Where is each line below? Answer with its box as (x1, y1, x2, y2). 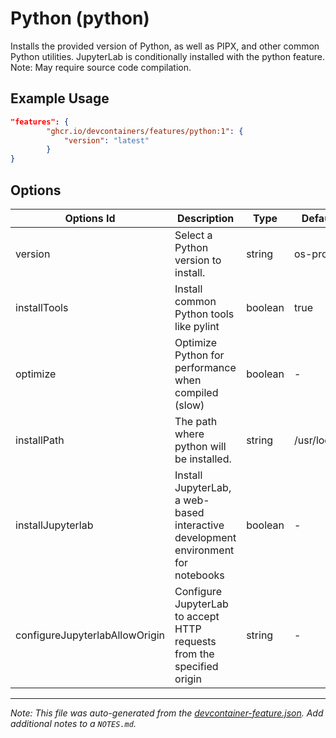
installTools (15, 300, 69, 314)
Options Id (64, 211, 116, 225)
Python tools (174, 307, 235, 321)
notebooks (174, 568, 225, 582)
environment (174, 543, 235, 557)
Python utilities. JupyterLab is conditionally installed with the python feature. (10, 50, 325, 62)
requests (174, 634, 217, 648)
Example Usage (10, 90, 110, 107)
